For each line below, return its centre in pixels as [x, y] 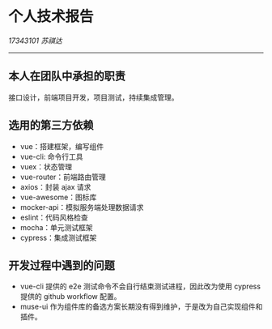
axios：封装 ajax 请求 [55, 186]
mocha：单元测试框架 [56, 227]
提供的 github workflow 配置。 [70, 297]
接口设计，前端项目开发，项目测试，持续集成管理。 [93, 97]
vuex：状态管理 [46, 166]
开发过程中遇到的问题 [62, 265]
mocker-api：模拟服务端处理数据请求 [82, 207]
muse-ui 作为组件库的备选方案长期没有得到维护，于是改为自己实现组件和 [141, 307]
